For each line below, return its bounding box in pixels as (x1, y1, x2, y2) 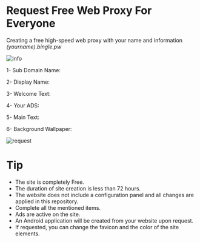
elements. (15, 230, 41, 237)
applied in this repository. (15, 198, 79, 205)
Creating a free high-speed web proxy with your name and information (6, 36, 183, 44)
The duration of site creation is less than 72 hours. (15, 184, 141, 192)
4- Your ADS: (6, 101, 39, 109)
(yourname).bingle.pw (6, 43, 62, 50)
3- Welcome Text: (6, 90, 51, 97)
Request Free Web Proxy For (6, 4, 152, 18)
